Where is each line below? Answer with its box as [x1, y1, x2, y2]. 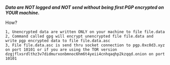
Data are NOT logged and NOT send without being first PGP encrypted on [5, 5, 164, 10]
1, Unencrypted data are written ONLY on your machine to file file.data [5, 29, 165, 35]
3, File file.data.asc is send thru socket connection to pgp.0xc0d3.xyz [5, 43, 165, 48]
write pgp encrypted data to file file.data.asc [5, 38, 110, 43]
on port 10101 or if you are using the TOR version [5, 47, 117, 52]
